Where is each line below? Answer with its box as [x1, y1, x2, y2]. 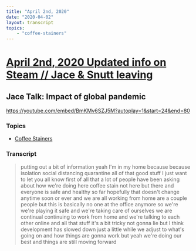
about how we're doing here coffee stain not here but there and [20, 182, 174, 189]
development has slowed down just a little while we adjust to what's [20, 226, 185, 233]
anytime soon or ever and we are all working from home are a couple [20, 195, 187, 202]
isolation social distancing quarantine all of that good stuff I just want [20, 169, 187, 176]
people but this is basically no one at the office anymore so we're [20, 200, 178, 208]
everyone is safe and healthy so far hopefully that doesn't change [20, 188, 180, 195]
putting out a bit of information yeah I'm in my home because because [20, 163, 191, 170]
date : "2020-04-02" [6, 14, 54, 20]
